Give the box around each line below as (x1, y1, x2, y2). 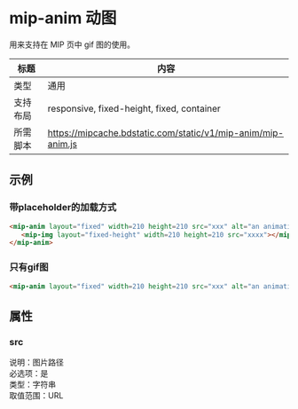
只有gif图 (9, 261, 49, 273)
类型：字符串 (9, 379, 56, 390)
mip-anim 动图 (9, 8, 117, 28)
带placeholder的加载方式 (9, 201, 117, 214)
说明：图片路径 (9, 357, 64, 368)
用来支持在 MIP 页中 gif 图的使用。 (9, 39, 136, 50)
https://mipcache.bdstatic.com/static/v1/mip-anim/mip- (47, 126, 284, 138)
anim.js (47, 138, 78, 150)
